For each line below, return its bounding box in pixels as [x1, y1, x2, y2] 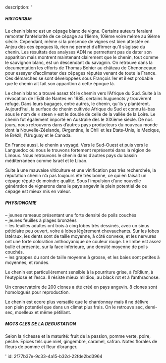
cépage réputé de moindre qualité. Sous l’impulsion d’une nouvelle [5, 178, 141, 184]
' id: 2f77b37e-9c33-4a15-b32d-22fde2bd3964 [5, 353, 103, 359]
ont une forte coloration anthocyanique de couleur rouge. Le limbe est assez [5, 238, 162, 244]
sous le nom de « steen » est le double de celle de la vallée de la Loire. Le [5, 111, 156, 117]
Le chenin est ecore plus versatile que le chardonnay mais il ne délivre [5, 299, 149, 305]
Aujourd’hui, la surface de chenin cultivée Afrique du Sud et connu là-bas [5, 106, 155, 112]
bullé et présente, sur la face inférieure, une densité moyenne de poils [5, 244, 148, 250]
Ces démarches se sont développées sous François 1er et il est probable [5, 75, 154, 81]
